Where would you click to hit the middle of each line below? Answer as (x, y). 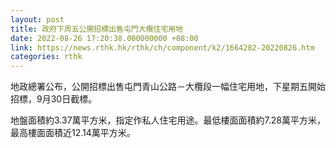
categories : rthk (46, 57)
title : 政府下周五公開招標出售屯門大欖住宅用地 (97, 29)
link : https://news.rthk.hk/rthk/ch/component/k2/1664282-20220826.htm (162, 47)
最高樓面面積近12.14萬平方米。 (73, 133)
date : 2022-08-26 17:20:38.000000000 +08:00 (104, 38)
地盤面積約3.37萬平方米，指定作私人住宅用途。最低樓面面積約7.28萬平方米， (168, 120)
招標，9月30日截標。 (54, 99)
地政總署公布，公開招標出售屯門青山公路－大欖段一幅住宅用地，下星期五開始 (168, 87)
